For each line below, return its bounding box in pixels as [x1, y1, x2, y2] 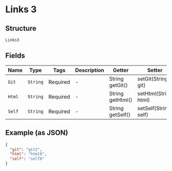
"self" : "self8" [10, 156, 45, 162]
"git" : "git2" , [10, 147, 42, 152]
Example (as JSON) [5, 129, 68, 137]
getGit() [109, 81, 128, 89]
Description [75, 67, 104, 74]
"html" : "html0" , [10, 152, 47, 157]
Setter [147, 67, 163, 74]
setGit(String [137, 75, 168, 82]
